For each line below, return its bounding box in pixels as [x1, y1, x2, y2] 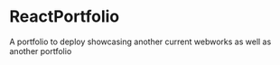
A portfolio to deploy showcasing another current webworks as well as [9, 36, 272, 47]
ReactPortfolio [9, 6, 120, 27]
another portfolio [9, 45, 72, 56]
